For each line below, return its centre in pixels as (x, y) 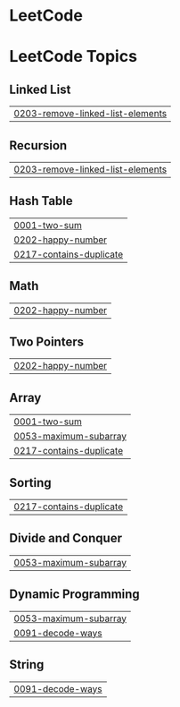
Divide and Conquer (66, 538)
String (27, 664)
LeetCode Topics (74, 57)
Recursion (38, 145)
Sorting (30, 483)
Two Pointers (47, 342)
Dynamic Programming (74, 595)
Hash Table (41, 201)
